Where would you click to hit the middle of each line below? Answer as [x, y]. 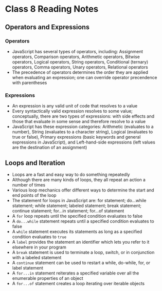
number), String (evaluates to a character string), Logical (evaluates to [82, 132]
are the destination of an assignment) [50, 147]
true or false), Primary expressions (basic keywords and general [76, 137]
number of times [28, 185]
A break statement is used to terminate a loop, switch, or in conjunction [83, 252]
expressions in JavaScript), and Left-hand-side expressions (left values [84, 142]
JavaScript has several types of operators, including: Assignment [78, 51]
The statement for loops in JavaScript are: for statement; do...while [79, 200]
